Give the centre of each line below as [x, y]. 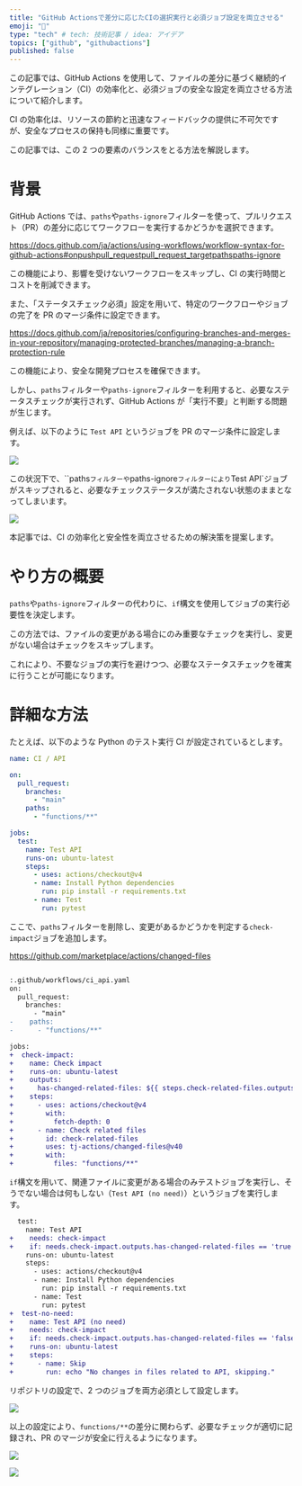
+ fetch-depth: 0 [60, 1122]
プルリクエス [269, 216]
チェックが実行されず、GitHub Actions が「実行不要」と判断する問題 [160, 401]
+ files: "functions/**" [74, 1164]
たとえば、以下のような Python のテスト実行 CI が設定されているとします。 [148, 741]
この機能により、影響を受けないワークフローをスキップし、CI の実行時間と [148, 273]
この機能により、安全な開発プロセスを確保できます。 [107, 371]
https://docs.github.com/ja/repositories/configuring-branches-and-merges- [150, 333]
